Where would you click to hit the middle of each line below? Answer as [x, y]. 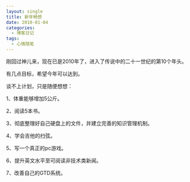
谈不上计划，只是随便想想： [39, 86]
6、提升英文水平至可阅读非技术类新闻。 [54, 160]
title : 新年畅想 [24, 17]
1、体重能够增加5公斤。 [34, 98]
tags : [13, 38]
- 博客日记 [23, 33]
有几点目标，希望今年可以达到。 [44, 73]
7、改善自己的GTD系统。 [36, 173]
